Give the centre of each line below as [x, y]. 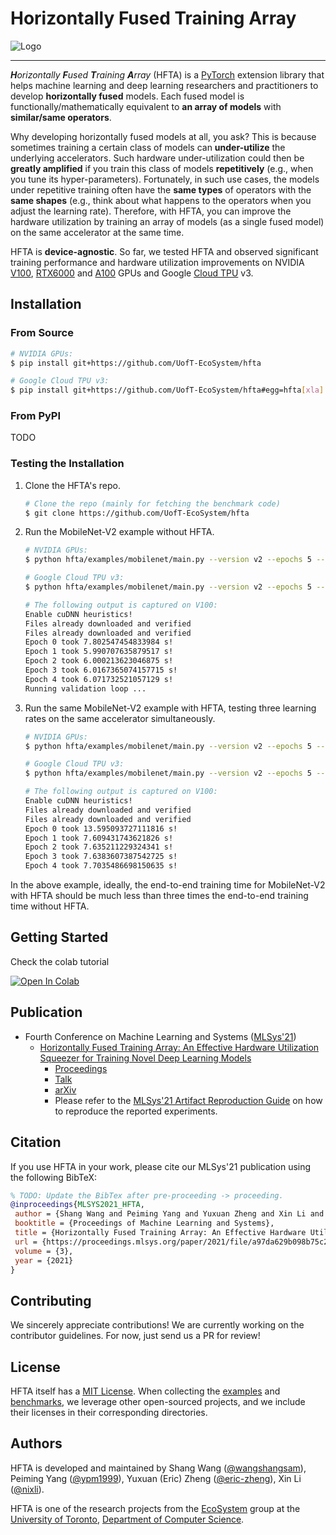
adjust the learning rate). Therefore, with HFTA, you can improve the [151, 211]
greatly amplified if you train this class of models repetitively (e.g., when [162, 168]
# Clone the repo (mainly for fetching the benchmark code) [152, 503]
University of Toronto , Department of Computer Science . [127, 1519]
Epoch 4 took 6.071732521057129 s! [99, 679]
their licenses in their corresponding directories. [109, 1413]
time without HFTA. [50, 906]
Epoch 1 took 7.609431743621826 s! [99, 838]
